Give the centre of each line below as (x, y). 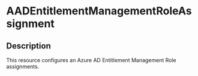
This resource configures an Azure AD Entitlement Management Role (91, 60)
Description (28, 46)
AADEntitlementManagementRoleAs (99, 11)
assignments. (23, 66)
